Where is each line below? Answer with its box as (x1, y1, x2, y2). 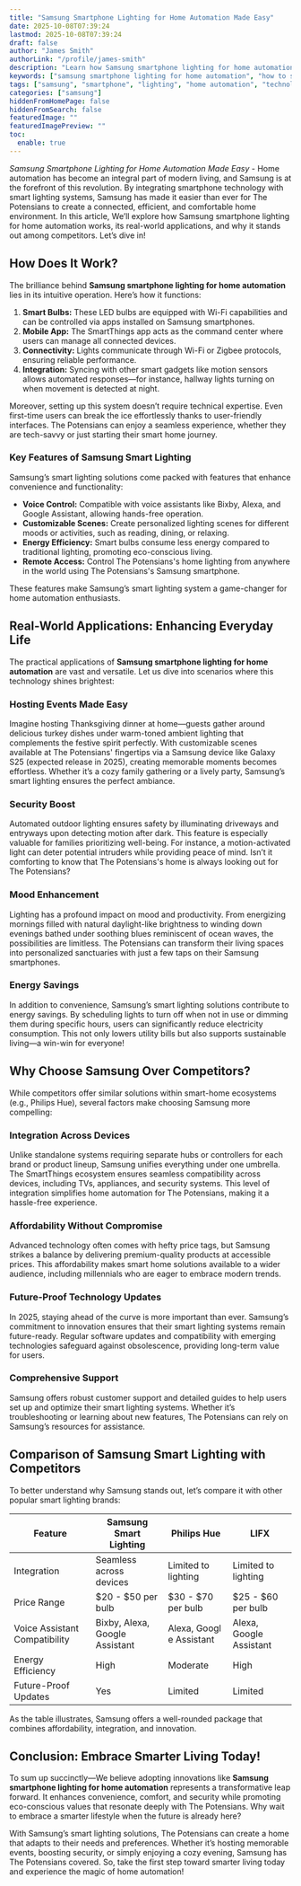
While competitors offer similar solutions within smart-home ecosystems (9, 1088, 277, 1098)
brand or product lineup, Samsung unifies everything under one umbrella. (9, 1159, 280, 1169)
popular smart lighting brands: (9, 1494, 121, 1505)
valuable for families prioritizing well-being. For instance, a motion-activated (9, 837, 291, 849)
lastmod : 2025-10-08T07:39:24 (9, 30, 123, 39)
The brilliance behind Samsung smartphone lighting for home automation (9, 279, 287, 290)
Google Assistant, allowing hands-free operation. (21, 508, 204, 519)
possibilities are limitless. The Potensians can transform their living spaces (9, 938, 284, 948)
